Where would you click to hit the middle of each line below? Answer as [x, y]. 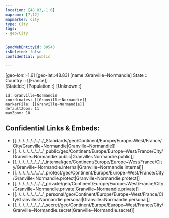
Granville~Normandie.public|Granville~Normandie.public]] [73, 157]
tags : [11, 29]
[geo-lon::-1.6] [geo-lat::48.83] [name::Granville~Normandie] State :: [76, 75]
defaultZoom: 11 [22, 108]
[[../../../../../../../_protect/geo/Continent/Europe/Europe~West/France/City [88, 173]
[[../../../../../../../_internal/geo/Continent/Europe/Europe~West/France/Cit [87, 162]
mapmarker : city [22, 19]
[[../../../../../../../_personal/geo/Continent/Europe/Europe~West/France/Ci [88, 194]
